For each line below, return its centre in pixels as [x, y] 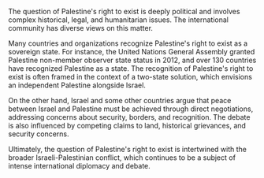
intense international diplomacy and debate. [80, 166]
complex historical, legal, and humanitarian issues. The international [118, 20]
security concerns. [39, 134]
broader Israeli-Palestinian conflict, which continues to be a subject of [122, 158]
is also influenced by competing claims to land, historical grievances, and [127, 126]
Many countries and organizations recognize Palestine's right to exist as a [128, 43]
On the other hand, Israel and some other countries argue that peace [120, 100]
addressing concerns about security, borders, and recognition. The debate [129, 117]
